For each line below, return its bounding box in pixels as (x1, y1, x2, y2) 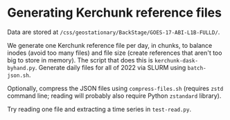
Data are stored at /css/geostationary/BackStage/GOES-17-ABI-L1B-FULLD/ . (7, 28, 220, 36)
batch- (187, 65, 206, 71)
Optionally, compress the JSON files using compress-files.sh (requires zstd (7, 84, 224, 92)
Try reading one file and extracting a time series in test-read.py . (7, 105, 192, 113)
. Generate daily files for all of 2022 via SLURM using (35, 63, 186, 71)
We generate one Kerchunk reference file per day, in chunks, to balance (7, 41, 213, 49)
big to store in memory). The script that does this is (7, 55, 154, 64)
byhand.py (7, 65, 36, 71)
